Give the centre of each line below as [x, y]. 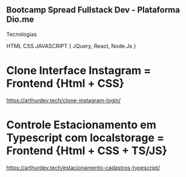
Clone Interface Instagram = [79, 71]
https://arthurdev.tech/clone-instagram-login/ [64, 100]
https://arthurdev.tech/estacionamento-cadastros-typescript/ [83, 167]
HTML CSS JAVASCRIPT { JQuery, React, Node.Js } [71, 46]
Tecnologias [22, 34]
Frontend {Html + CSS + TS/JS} [87, 151]
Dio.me [20, 20]
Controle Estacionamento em [81, 125]
